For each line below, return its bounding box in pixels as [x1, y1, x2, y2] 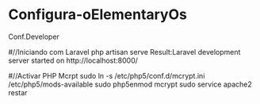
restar [8, 87, 28, 97]
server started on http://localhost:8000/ [8, 56, 139, 65]
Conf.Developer [8, 32, 59, 41]
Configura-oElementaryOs [8, 6, 188, 24]
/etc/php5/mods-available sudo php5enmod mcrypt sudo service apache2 [8, 79, 252, 89]
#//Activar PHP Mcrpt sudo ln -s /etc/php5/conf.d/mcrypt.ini [8, 71, 205, 80]
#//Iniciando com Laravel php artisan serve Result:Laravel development [8, 47, 241, 56]
